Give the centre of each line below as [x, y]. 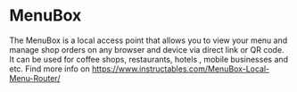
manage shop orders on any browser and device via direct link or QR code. [147, 49]
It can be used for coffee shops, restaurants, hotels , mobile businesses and [148, 59]
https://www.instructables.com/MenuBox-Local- [181, 69]
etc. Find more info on [50, 69]
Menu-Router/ [35, 78]
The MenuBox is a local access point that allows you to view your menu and [148, 40]
